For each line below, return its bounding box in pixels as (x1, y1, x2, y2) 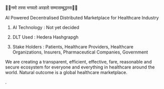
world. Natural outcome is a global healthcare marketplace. (5, 69, 128, 75)
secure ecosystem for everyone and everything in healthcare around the (5, 64, 155, 70)
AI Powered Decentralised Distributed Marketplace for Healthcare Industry (5, 15, 159, 20)
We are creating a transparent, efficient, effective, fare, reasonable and (5, 59, 152, 64)
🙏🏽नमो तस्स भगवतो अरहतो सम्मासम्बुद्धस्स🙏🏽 (5, 5, 78, 10)
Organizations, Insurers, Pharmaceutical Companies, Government (12, 49, 148, 55)
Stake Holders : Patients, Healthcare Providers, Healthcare (12, 44, 134, 49)
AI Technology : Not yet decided (12, 24, 79, 30)
